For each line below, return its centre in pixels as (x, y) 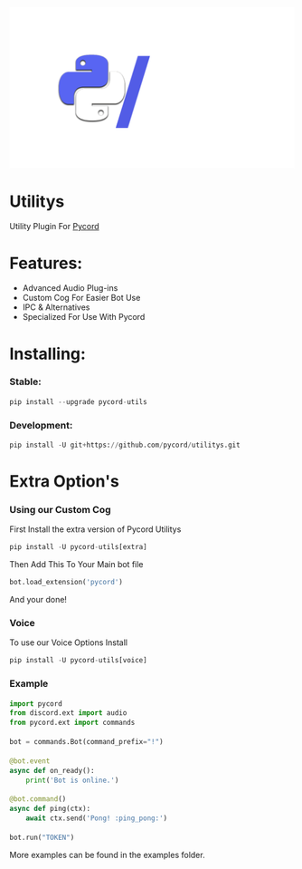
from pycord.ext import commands (72, 723)
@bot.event (30, 761)
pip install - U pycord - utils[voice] (78, 661)
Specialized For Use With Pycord (84, 317)
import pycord (36, 704)
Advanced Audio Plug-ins (70, 288)
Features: (46, 263)
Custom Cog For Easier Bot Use (81, 298)
